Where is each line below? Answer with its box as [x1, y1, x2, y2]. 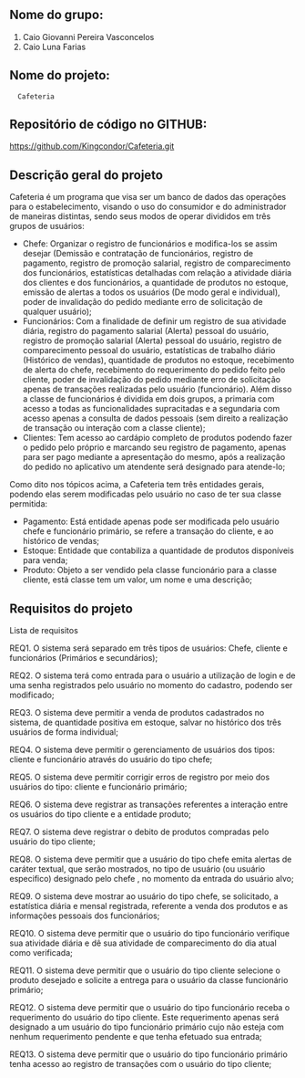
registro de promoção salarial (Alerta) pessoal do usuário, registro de [22, 335, 282, 346]
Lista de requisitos [9, 625, 79, 636]
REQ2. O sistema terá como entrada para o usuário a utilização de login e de [9, 670, 296, 681]
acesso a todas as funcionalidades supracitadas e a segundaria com [22, 403, 280, 414]
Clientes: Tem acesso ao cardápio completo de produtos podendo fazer [22, 433, 293, 444]
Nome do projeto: [9, 68, 111, 83]
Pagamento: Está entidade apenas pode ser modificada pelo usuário [22, 516, 280, 528]
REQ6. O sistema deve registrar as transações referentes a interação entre [9, 799, 289, 811]
